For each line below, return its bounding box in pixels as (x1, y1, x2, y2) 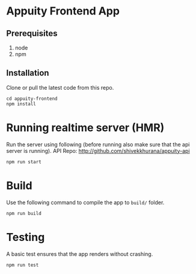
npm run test (6, 262, 39, 268)
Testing (6, 230, 45, 244)
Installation (6, 68, 49, 78)
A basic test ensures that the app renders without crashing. (6, 250, 153, 257)
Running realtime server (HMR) (6, 121, 165, 134)
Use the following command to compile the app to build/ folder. (6, 199, 165, 206)
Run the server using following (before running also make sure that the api (6, 140, 190, 148)
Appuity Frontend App (6, 4, 120, 18)
